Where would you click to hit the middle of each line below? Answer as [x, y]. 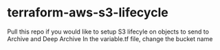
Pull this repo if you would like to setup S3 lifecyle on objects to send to [108, 32]
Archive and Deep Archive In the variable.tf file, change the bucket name [110, 38]
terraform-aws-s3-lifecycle [88, 13]
